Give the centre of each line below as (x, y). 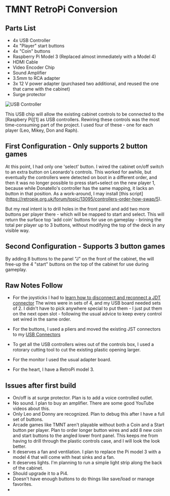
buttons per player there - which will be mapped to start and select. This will (85, 214)
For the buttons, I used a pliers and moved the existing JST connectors (87, 329)
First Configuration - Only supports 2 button (77, 146)
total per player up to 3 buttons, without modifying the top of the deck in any (85, 225)
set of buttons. (28, 419)
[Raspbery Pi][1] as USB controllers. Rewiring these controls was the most (82, 120)
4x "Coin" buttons (31, 51)
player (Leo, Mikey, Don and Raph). (42, 130)
